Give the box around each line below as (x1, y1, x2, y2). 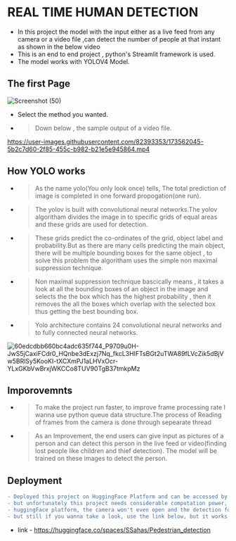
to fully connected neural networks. (34, 328, 138, 336)
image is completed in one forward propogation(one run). (34, 191, 202, 200)
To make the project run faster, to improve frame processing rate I (34, 403, 226, 412)
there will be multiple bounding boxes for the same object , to (34, 248, 213, 257)
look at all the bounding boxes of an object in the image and (34, 284, 209, 293)
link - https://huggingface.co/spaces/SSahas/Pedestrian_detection (17, 526, 211, 534)
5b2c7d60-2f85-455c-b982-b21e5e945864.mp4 (7, 145, 150, 153)
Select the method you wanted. (17, 110, 109, 118)
